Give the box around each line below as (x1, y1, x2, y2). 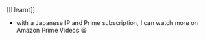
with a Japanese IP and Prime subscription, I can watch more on (16, 19, 198, 26)
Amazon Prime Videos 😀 (16, 26, 87, 34)
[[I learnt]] (6, 6, 36, 14)
